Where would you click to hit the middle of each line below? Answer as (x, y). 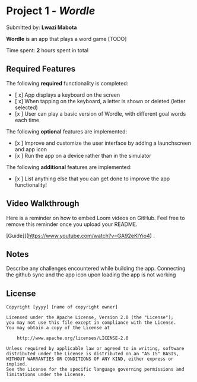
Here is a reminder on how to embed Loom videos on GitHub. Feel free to (96, 218)
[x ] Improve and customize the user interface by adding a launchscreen (103, 143)
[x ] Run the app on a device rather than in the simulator (83, 155)
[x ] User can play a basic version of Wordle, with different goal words (100, 113)
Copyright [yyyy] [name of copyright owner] (62, 307)
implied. (17, 364)
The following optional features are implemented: (67, 131)
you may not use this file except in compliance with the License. (91, 323)
